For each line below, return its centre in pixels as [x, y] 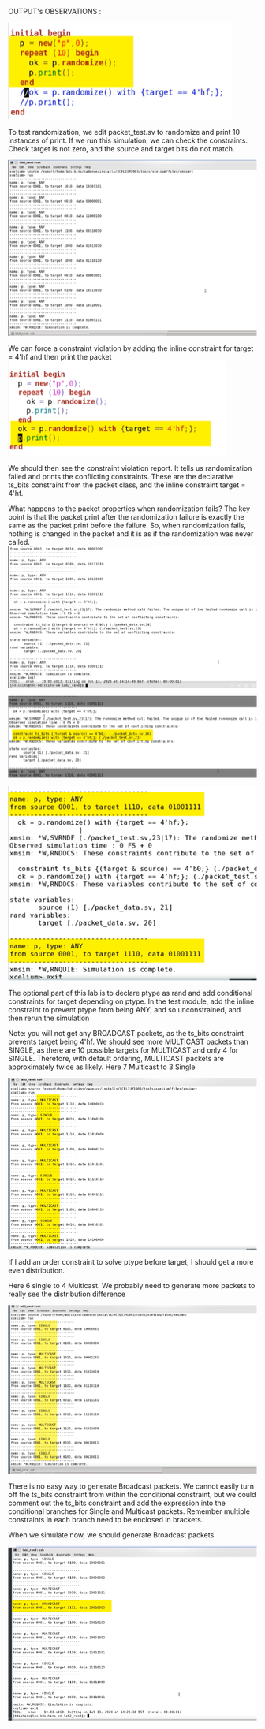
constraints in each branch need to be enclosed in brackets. [106, 1520]
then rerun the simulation [49, 1018]
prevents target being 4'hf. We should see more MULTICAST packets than [128, 1042]
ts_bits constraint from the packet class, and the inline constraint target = [127, 485]
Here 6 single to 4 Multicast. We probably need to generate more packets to [132, 1285]
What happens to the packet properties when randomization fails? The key [129, 509]
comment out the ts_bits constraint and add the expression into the [117, 1503]
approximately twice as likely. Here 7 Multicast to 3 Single [102, 1067]
